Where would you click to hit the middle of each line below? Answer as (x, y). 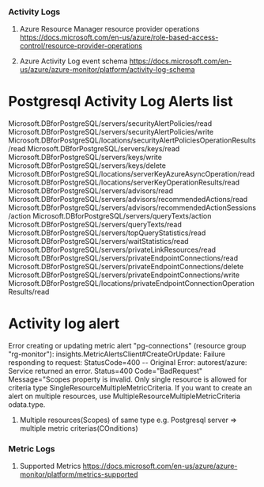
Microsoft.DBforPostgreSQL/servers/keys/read (104, 149)
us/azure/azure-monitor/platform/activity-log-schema (107, 70)
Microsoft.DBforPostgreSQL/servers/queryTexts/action (122, 216)
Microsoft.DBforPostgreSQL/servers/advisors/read (91, 191)
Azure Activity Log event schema (74, 61)
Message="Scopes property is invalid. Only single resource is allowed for (128, 379)
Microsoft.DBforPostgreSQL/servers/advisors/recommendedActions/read (128, 200)
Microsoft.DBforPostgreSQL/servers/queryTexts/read (95, 225)
